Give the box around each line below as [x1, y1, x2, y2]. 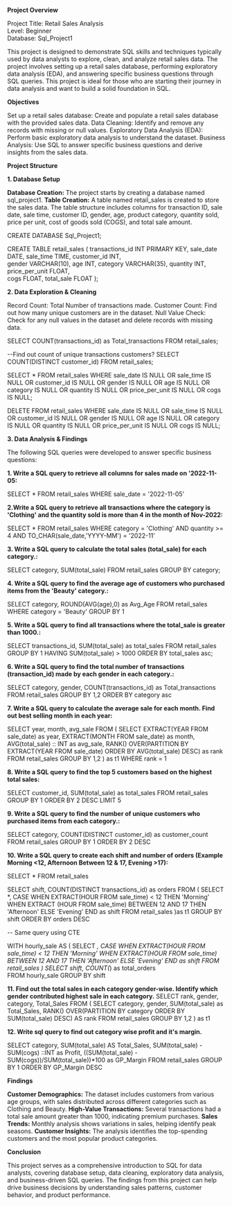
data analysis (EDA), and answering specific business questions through [7, 69, 213, 78]
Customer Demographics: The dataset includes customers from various [7, 1090, 215, 1098]
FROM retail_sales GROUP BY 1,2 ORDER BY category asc [7, 690, 172, 699]
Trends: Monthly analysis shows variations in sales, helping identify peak [7, 1120, 217, 1128]
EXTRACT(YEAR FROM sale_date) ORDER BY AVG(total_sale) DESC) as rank [7, 747, 224, 755]
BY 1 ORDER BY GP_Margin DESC [7, 1063, 102, 1071]
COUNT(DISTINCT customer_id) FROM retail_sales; [7, 357, 154, 366]
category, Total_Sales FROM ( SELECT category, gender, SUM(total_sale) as [7, 999, 224, 1008]
